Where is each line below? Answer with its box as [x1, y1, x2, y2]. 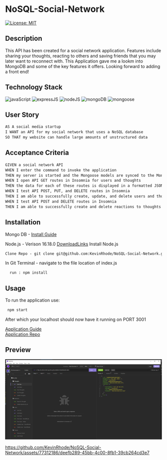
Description [5, 34, 42, 43]
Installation [5, 218, 41, 227]
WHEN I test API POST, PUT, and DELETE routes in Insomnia [5, 189, 130, 194]
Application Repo [5, 331, 41, 337]
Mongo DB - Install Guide [5, 231, 57, 237]
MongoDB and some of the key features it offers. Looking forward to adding [5, 63, 161, 69]
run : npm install [9, 270, 48, 275]
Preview [5, 346, 31, 354]
